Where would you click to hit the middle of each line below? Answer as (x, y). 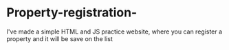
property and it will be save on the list (59, 38)
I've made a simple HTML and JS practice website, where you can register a (115, 32)
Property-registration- (72, 13)
